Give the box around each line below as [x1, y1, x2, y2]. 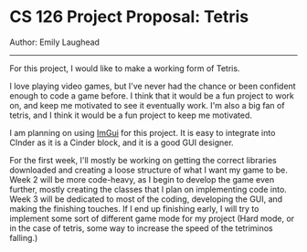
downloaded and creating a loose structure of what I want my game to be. [9, 164, 288, 175]
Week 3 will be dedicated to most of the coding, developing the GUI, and [9, 194, 283, 205]
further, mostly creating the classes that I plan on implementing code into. [9, 184, 288, 194]
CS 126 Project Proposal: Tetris [9, 6, 249, 27]
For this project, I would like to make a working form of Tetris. [9, 62, 240, 74]
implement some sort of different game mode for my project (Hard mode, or [9, 213, 295, 224]
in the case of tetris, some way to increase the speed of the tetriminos [9, 222, 274, 234]
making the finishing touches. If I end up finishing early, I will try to [9, 203, 259, 214]
